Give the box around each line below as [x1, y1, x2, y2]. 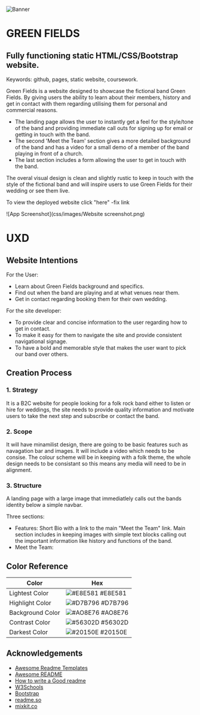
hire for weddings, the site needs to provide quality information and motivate [6, 405, 195, 413]
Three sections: [6, 513, 45, 520]
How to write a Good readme [14, 677, 87, 684]
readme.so [14, 696, 42, 703]
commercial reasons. [6, 107, 58, 113]
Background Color [9, 609, 60, 617]
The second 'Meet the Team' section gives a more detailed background [14, 137, 191, 144]
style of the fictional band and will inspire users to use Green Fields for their [6, 181, 193, 188]
